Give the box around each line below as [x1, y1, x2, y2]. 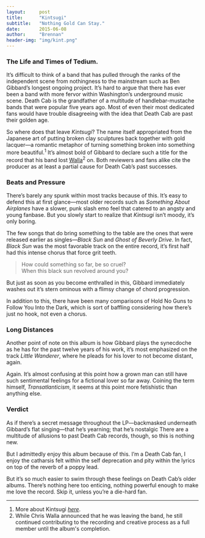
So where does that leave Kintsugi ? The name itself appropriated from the [6, 129, 192, 136]
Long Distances [6, 325, 54, 334]
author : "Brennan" [6, 32, 64, 38]
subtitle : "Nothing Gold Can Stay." [6, 20, 105, 26]
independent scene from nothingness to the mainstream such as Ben [6, 77, 180, 85]
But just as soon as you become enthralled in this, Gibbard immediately [6, 278, 185, 286]
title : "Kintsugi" [6, 15, 67, 21]
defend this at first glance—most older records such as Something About [6, 198, 190, 205]
